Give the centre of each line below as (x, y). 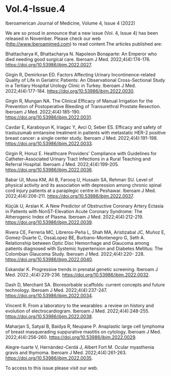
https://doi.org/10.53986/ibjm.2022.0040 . (49, 259)
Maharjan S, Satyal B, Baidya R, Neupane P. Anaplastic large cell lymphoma (85, 326)
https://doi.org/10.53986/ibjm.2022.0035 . (49, 358)
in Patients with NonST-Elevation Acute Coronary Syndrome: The (74, 211)
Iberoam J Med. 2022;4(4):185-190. (43, 112)
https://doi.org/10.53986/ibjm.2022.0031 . (49, 117)
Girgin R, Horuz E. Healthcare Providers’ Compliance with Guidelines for (81, 153)
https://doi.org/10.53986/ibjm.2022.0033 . (49, 143)
